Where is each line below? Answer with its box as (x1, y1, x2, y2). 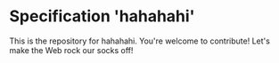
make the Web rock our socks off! (9, 44, 134, 55)
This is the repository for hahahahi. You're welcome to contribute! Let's (9, 35, 270, 46)
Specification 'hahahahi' (9, 6, 195, 27)
